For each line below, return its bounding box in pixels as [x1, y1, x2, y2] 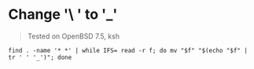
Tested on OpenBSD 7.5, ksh [27, 31, 120, 41]
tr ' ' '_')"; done [8, 53, 72, 61]
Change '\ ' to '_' [8, 5, 118, 24]
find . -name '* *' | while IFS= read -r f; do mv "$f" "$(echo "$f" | [8, 46, 248, 54]
